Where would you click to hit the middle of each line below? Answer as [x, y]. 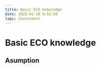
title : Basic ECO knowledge [34, 9]
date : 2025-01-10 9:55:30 [31, 14]
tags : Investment [23, 18]
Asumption [22, 60]
